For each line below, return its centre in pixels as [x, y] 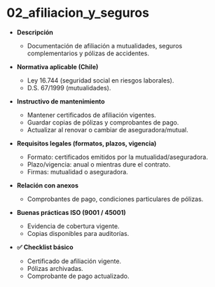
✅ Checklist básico [45, 247]
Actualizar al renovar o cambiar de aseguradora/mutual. [107, 129]
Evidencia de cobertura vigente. [73, 226]
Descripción [35, 32]
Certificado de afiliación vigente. [74, 261]
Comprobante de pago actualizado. [78, 276]
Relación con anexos [47, 185]
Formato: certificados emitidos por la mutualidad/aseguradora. [117, 157]
